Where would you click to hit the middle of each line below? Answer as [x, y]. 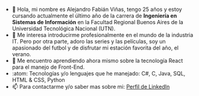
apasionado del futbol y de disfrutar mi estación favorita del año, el [95, 48]
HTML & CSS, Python [38, 80]
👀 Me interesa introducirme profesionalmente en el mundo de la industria [103, 35]
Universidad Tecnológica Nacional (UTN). [64, 28]
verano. [21, 54]
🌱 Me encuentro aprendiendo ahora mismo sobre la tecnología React [97, 61]
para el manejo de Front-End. [48, 67]
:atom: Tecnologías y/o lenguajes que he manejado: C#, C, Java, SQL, [99, 73]
